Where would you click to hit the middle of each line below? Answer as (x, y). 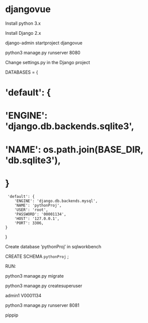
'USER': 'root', (31, 210)
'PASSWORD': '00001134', (40, 214)
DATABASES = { (22, 72)
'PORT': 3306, (29, 223)
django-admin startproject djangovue (44, 43)
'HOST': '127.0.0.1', (37, 219)
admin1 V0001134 (23, 296)
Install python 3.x (23, 23)
